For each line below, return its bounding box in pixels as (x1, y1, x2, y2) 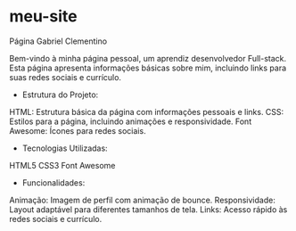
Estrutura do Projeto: (21, 89, 99, 100)
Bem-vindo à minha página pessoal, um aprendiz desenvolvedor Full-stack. (9, 53, 287, 63)
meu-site (9, 6, 78, 27)
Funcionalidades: (21, 177, 86, 188)
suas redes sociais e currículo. (9, 71, 122, 82)
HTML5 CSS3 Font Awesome (9, 160, 116, 170)
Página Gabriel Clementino (9, 36, 108, 46)
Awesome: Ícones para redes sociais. (9, 125, 146, 136)
